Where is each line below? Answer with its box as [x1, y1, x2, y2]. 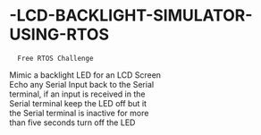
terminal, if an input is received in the [9, 89, 146, 99]
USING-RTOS [9, 24, 110, 45]
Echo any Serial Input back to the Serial [9, 79, 155, 89]
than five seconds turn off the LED [9, 117, 136, 128]
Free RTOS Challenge [17, 54, 94, 63]
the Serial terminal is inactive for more [9, 107, 149, 118]
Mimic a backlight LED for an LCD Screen [9, 69, 162, 80]
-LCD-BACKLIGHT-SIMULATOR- [9, 5, 253, 26]
